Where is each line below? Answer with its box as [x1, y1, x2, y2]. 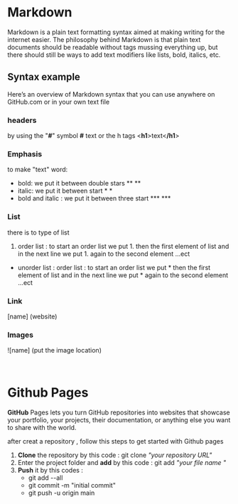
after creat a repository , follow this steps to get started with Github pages [7, 437, 224, 446]
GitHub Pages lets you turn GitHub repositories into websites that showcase [7, 408, 230, 417]
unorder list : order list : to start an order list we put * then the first [17, 263, 211, 272]
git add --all [28, 473, 63, 482]
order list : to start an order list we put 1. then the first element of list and [17, 242, 229, 250]
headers [7, 115, 37, 125]
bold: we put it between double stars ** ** [17, 179, 141, 188]
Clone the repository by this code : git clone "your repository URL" [17, 451, 212, 459]
